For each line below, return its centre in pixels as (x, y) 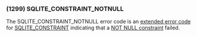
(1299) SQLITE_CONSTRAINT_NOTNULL (65, 9)
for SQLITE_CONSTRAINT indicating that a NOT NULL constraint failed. (93, 28)
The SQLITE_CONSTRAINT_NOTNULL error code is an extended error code (98, 22)
